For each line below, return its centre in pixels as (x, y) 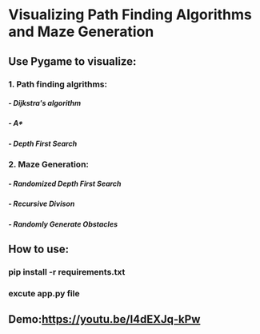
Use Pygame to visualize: (72, 61)
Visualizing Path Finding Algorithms (130, 15)
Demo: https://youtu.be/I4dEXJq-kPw (104, 319)
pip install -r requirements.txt (67, 272)
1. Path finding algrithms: (58, 84)
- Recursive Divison (42, 204)
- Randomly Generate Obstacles (63, 224)
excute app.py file (44, 293)
